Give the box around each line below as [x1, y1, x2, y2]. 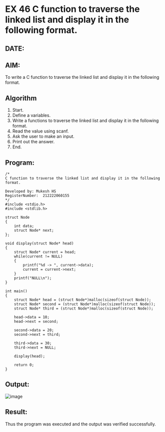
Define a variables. [12, 113, 51, 119]
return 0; [14, 363, 35, 368]
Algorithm [5, 94, 37, 102]
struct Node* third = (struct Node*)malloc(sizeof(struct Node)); [14, 306, 154, 311]
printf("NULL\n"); [14, 276, 52, 281]
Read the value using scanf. [12, 128, 69, 134]
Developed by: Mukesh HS [5, 189, 56, 194]
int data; [14, 224, 35, 229]
